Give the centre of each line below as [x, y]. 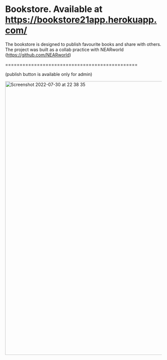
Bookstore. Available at [54, 9]
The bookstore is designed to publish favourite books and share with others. [83, 44]
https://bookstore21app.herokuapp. [81, 20]
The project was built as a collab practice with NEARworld [65, 49]
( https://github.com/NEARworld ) [38, 55]
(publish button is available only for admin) [49, 74]
